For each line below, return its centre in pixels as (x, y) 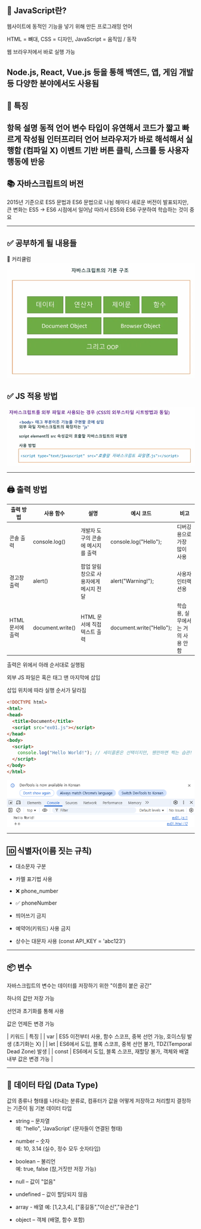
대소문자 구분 (31, 866)
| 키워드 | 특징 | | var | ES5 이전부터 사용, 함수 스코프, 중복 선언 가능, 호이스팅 (96, 1036)
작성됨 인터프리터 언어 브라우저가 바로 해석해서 (103, 139)
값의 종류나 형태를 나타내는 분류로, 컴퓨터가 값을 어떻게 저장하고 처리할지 (91, 1100)
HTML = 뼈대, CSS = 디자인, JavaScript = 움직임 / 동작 (72, 39)
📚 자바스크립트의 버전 (45, 184)
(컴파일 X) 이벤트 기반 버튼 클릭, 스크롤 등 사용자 (106, 150)
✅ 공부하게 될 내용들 (42, 243)
